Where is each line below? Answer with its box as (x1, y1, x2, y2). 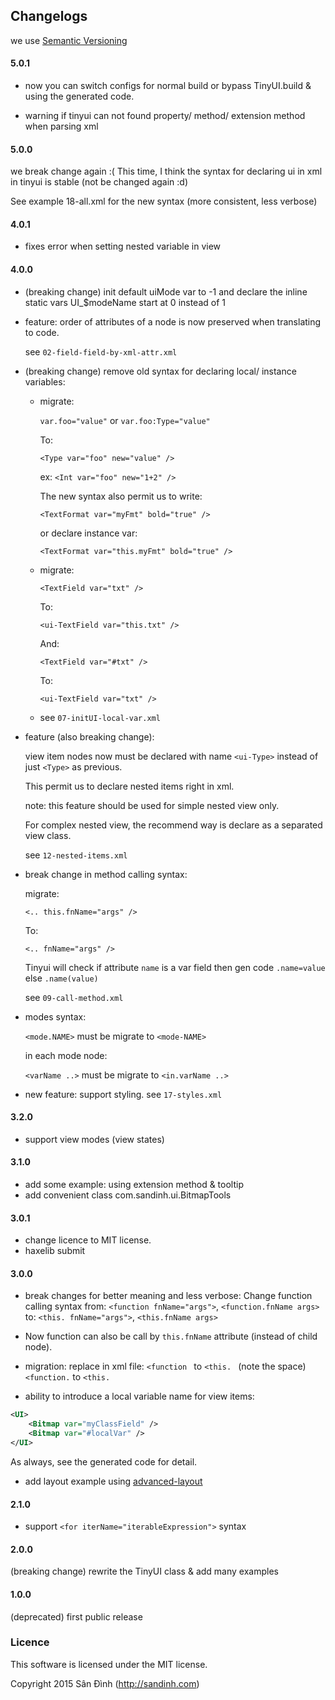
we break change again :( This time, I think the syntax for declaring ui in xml (10, 165, 323, 178)
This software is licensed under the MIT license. (10, 1658, 208, 1670)
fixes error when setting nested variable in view (24, 240, 222, 253)
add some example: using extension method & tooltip (24, 1179, 244, 1191)
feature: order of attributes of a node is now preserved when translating (24, 315, 322, 328)
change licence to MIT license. (24, 1234, 152, 1246)
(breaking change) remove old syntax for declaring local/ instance (24, 365, 297, 377)
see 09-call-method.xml (24, 991, 124, 1003)
